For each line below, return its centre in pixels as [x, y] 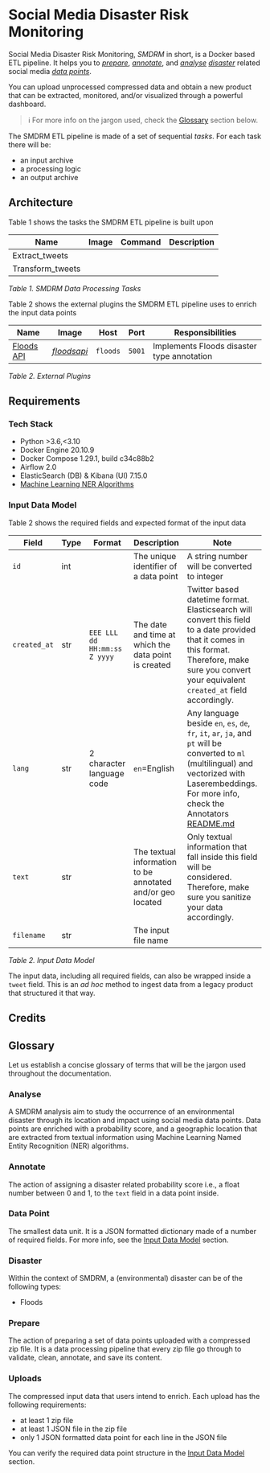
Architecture [41, 203]
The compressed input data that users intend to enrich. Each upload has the [134, 1396]
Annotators [208, 813]
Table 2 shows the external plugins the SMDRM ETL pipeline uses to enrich [133, 304]
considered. [209, 877]
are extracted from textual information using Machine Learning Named [125, 1138]
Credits [27, 1018]
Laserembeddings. [222, 784]
